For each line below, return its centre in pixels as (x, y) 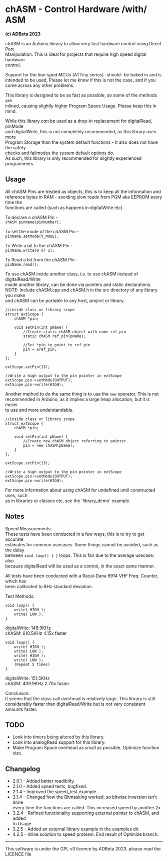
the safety (15, 147)
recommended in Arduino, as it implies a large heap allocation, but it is (77, 399)
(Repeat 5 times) (32, 664)
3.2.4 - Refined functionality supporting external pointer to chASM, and (86, 813)
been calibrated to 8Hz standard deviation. (49, 586)
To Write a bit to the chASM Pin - (39, 245)
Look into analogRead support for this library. (59, 742)
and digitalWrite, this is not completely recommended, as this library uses (81, 131)
